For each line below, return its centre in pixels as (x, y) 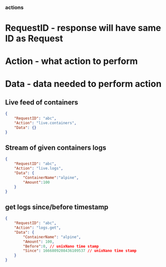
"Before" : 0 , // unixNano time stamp (61, 246)
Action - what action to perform (72, 61)
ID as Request (34, 39)
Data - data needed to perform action (83, 84)
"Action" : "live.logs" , (39, 169)
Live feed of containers (42, 102)
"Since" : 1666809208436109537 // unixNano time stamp (80, 251)
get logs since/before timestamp (57, 207)
